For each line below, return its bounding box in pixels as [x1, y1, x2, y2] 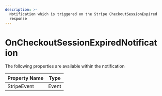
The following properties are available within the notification [5, 64, 125, 69]
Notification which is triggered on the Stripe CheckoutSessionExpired [9, 12, 158, 16]
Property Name [7, 75, 44, 81]
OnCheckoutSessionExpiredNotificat [5, 37, 158, 48]
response [9, 16, 27, 21]
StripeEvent [7, 83, 34, 90]
